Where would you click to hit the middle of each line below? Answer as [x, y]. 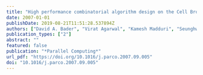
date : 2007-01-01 [28, 18]
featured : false [27, 46]
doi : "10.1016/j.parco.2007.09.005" [52, 62]
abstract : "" [23, 40]
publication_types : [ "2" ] [39, 34]
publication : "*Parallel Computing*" [54, 51]
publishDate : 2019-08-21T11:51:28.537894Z [60, 23]
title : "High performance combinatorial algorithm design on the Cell [97, 12]
